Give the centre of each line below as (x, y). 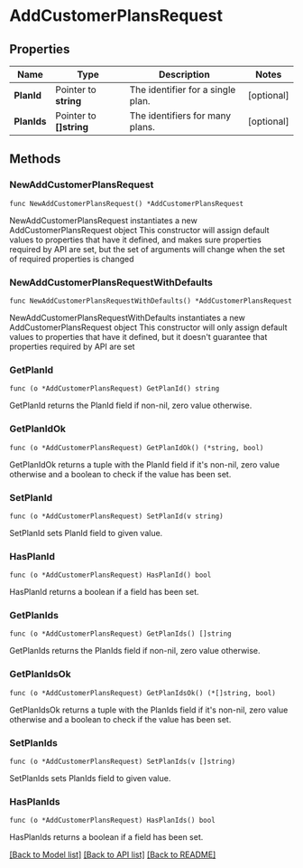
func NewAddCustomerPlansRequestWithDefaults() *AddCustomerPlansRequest (151, 301)
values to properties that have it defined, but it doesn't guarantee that (138, 336)
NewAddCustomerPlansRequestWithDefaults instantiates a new (127, 317)
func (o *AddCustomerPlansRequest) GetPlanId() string (115, 389)
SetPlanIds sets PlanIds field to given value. (90, 778)
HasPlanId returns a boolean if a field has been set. (105, 592)
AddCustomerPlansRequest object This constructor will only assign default (148, 327)
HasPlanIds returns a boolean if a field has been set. (106, 837)
